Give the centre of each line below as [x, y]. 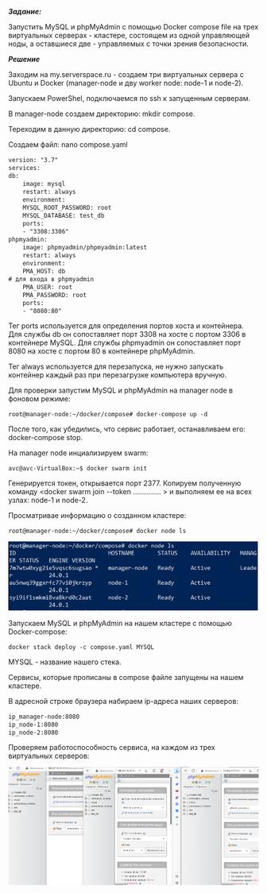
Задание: [25, 12]
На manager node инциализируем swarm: [78, 453]
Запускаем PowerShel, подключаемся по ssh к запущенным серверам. [130, 98]
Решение [24, 59]
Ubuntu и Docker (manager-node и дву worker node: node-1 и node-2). [126, 83]
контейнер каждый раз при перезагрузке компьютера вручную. [118, 375]
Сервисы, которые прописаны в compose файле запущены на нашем [126, 678]
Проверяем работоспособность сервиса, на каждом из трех [112, 748]
